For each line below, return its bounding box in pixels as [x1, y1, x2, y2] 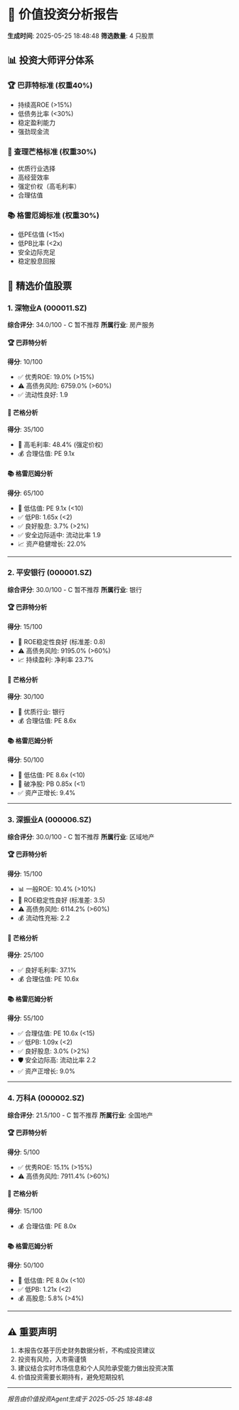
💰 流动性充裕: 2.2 [17, 913, 70, 922]
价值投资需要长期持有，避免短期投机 [17, 1373, 124, 1382]
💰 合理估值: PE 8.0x [17, 1222, 77, 1230]
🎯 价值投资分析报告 [7, 6, 119, 23]
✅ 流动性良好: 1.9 [17, 390, 68, 399]
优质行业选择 [17, 164, 55, 172]
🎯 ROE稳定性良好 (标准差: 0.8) [17, 638, 106, 646]
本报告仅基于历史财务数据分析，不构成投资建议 [17, 1346, 155, 1354]
